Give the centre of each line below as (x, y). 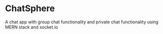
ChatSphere (30, 8)
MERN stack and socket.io (32, 27)
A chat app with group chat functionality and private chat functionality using (82, 22)
